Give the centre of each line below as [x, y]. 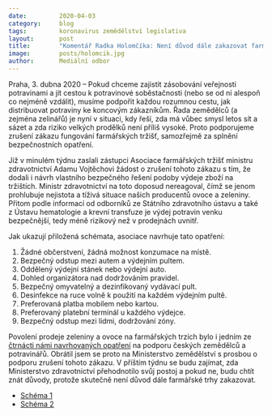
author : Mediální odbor [59, 62]
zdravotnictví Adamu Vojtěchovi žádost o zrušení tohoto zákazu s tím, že [130, 169]
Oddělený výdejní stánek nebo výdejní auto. [93, 269]
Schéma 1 [36, 395]
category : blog [41, 24]
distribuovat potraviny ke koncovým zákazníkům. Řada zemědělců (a [123, 109]
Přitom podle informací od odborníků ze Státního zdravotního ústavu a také [134, 203]
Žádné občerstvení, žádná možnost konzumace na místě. [116, 251]
